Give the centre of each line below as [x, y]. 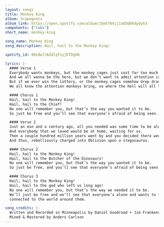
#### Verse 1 [23, 68]
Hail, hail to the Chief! [36, 104]
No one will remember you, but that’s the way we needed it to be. [80, 190]
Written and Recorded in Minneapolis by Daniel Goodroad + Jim [75, 213]
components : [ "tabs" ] [27, 28]
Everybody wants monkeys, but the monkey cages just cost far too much [84, 73]
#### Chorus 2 [24, 149]
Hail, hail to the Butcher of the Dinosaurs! [57, 158]
